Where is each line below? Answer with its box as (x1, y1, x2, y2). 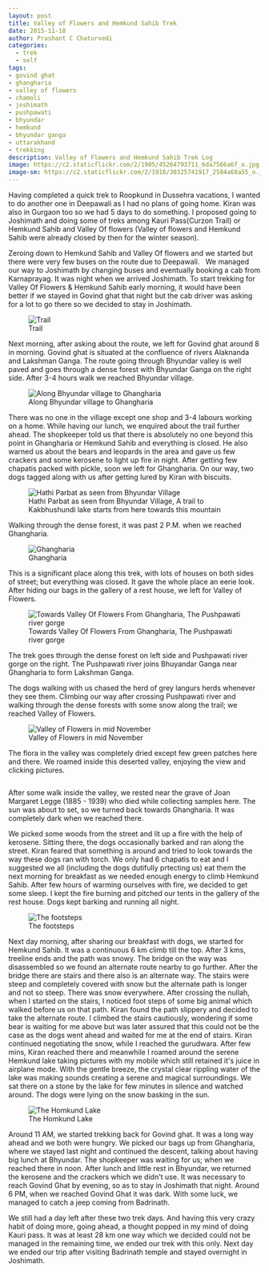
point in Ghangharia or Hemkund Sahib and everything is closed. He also (8, 438, 248, 447)
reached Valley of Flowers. (8, 709, 96, 718)
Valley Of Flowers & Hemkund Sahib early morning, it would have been (8, 282, 242, 292)
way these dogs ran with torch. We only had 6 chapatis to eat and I (8, 854, 229, 864)
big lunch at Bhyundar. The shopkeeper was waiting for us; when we (8, 1155, 235, 1165)
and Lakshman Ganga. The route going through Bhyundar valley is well (8, 356, 242, 365)
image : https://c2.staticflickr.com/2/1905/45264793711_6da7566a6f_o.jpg (8, 161, 260, 169)
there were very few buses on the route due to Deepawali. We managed (8, 257, 250, 266)
